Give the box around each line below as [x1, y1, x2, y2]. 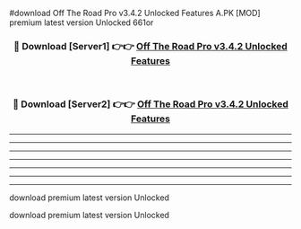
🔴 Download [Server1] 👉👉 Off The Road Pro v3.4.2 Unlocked [13, 40, 288, 52]
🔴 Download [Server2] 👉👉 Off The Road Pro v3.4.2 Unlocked [12, 98, 289, 110]
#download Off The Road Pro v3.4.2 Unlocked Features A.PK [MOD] [9, 8, 262, 18]
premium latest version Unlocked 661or [9, 17, 154, 28]
